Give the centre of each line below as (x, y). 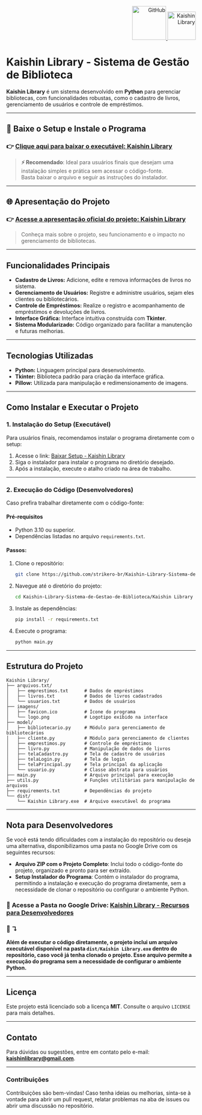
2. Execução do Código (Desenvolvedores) (70, 490)
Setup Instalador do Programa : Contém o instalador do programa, (97, 877)
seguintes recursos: (31, 852)
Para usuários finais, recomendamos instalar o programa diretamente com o (100, 438)
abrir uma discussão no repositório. (50, 1105)
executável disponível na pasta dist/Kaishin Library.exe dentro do (92, 948)
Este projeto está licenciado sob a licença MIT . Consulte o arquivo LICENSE (98, 1007)
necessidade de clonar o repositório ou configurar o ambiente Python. (102, 889)
